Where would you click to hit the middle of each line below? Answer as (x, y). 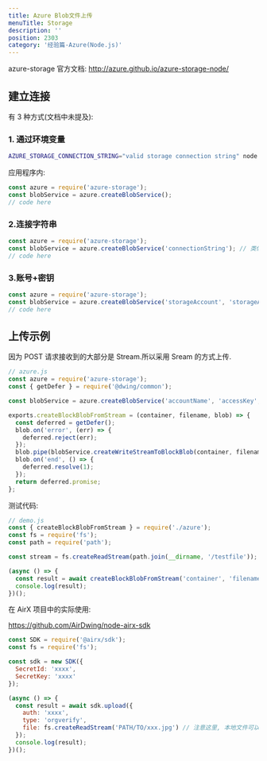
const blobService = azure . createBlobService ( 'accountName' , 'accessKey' (133, 401)
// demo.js (26, 520)
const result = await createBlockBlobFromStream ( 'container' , (120, 578)
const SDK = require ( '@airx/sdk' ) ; (67, 640)
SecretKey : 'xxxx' (46, 676)
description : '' (35, 30)
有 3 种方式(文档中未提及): (51, 117)
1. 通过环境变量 (37, 139)
